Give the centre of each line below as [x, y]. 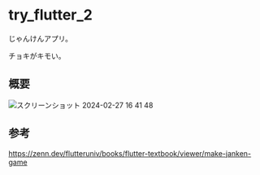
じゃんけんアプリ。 [41, 38]
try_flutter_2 [51, 15]
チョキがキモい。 [37, 55]
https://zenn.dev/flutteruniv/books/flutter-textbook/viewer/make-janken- [130, 153]
